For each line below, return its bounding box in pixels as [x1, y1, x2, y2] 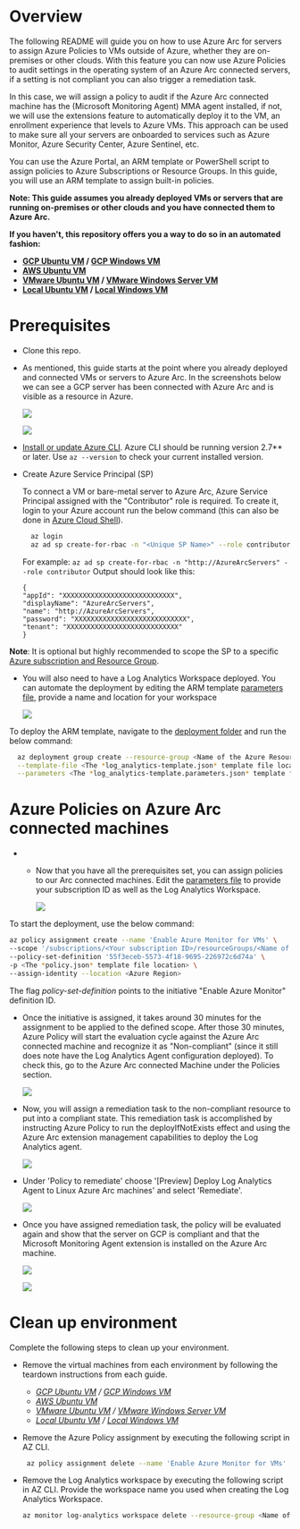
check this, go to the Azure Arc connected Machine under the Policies [21, 1059, 280, 1070]
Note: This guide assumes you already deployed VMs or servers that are [9, 192, 284, 203]
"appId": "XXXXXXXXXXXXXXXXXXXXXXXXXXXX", [21, 590, 183, 600]
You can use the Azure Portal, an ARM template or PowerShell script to [9, 156, 270, 166]
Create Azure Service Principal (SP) [21, 468, 154, 480]
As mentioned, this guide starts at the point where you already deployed [21, 362, 288, 373]
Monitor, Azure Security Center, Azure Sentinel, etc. [9, 139, 199, 149]
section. [21, 1069, 53, 1080]
